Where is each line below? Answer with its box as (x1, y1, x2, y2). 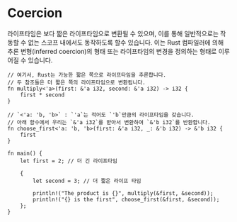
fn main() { (7, 150, 42, 157)
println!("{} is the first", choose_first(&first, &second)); (33, 196, 220, 203)
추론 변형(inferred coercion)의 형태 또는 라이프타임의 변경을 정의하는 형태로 (7, 47, 217, 55)
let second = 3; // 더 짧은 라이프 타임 (33, 177, 141, 184)
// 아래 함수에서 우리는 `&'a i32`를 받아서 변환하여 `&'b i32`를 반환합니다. (7, 118, 211, 126)
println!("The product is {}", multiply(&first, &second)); (33, 189, 214, 196)
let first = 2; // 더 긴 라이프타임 (20, 157, 118, 165)
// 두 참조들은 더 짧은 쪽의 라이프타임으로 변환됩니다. (7, 79, 146, 86)
